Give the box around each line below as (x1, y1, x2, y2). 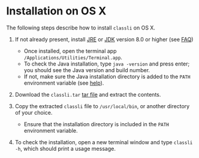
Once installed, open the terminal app (23, 47, 117, 55)
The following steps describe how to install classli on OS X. (6, 24, 156, 31)
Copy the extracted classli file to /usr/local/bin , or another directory (14, 102, 190, 109)
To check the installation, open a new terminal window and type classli (14, 138, 193, 145)
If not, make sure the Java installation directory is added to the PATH (23, 73, 191, 80)
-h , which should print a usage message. (14, 145, 116, 152)
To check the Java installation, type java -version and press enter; (23, 60, 190, 67)
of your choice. (14, 109, 53, 116)
